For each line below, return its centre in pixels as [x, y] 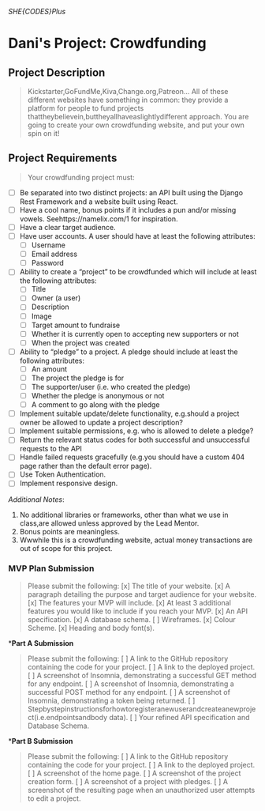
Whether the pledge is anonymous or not [98, 396]
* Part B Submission [41, 741]
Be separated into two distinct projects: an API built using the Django [131, 192]
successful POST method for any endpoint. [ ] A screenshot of [129, 692]
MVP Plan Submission [51, 568]
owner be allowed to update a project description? [101, 423]
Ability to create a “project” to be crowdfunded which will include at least [138, 272]
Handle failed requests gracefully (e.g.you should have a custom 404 [132, 457]
